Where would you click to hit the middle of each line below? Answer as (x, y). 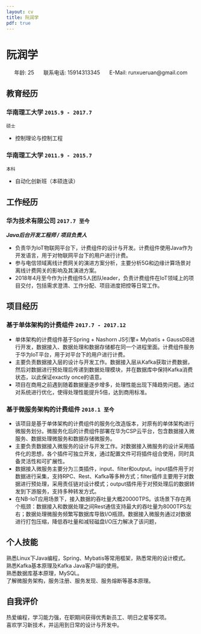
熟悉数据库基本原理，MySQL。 (45, 573)
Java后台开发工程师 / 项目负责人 (47, 235)
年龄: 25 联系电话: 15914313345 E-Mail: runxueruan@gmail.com (101, 72)
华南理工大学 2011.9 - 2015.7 (49, 155)
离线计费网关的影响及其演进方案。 (57, 270)
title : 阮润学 (23, 17)
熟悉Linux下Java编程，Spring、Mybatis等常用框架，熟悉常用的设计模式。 (97, 558)
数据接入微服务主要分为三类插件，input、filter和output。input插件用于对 (104, 469)
